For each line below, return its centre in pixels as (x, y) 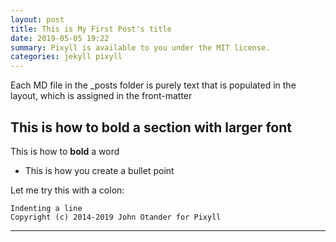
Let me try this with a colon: (67, 190)
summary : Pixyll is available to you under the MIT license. (140, 47)
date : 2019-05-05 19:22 (60, 38)
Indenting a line (46, 208)
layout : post (37, 19)
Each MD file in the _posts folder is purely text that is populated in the (153, 85)
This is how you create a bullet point (99, 170)
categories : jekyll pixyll (66, 57)
